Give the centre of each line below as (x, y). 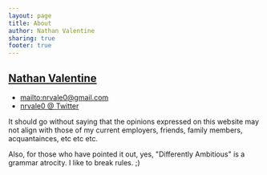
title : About (30, 23)
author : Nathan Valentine (51, 31)
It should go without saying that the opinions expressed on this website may (133, 121)
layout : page (30, 16)
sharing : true (32, 38)
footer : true (30, 46)
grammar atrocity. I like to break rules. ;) (74, 162)
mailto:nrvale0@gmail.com (64, 97)
